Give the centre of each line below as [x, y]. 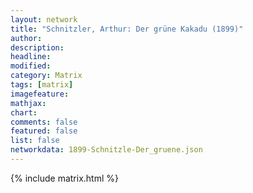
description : [37, 47]
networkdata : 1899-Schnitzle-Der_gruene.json [106, 150]
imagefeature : [40, 94]
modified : [31, 66]
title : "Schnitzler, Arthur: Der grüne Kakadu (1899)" [127, 29]
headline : [31, 57]
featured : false [44, 131]
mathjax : [28, 103]
